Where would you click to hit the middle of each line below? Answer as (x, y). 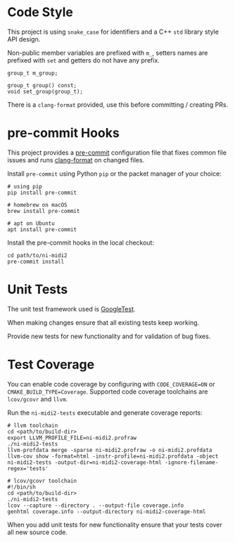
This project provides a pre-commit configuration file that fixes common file (117, 153)
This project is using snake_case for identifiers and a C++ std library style (113, 32)
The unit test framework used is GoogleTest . (71, 309)
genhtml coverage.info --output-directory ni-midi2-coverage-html (107, 511)
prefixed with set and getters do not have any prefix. (84, 60)
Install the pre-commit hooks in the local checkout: (81, 243)
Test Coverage (51, 364)
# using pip (25, 186)
